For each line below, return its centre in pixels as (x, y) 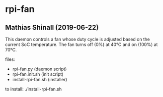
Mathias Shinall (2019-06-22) (52, 27)
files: (10, 59)
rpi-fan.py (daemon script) (40, 69)
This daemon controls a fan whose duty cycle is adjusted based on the (78, 39)
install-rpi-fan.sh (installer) (40, 79)
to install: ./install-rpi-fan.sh (34, 89)
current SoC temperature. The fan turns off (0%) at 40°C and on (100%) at (81, 45)
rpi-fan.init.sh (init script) (38, 74)
